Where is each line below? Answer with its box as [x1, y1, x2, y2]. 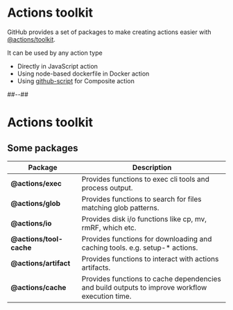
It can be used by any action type [7, 49, 103, 57]
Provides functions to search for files [81, 194, 202, 204]
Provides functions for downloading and [81, 234, 212, 243]
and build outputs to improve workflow [81, 282, 207, 292]
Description [132, 162, 172, 172]
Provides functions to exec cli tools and [81, 174, 209, 184]
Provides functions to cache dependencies [81, 274, 222, 284]
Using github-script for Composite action [17, 76, 135, 85]
